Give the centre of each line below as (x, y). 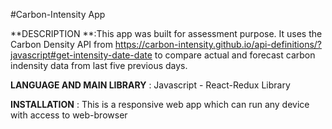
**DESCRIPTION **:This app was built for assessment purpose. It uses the (166, 33)
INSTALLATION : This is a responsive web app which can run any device (160, 104)
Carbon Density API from (61, 44)
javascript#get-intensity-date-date (81, 55)
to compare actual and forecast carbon (235, 55)
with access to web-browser (69, 115)
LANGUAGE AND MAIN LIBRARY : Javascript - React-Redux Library (150, 85)
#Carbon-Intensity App (58, 14)
